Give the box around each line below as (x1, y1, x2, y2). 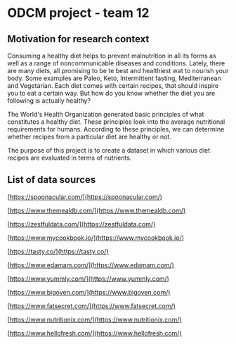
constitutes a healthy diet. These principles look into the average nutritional (7, 117, 225, 126)
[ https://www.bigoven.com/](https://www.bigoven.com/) (7, 288, 171, 296)
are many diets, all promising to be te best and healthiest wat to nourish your (7, 67, 229, 75)
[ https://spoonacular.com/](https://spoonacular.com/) (7, 192, 163, 201)
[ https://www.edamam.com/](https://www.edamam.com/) (7, 260, 174, 269)
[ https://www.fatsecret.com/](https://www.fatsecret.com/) (7, 301, 176, 310)
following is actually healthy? (7, 96, 91, 105)
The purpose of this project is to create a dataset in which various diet (7, 146, 211, 154)
